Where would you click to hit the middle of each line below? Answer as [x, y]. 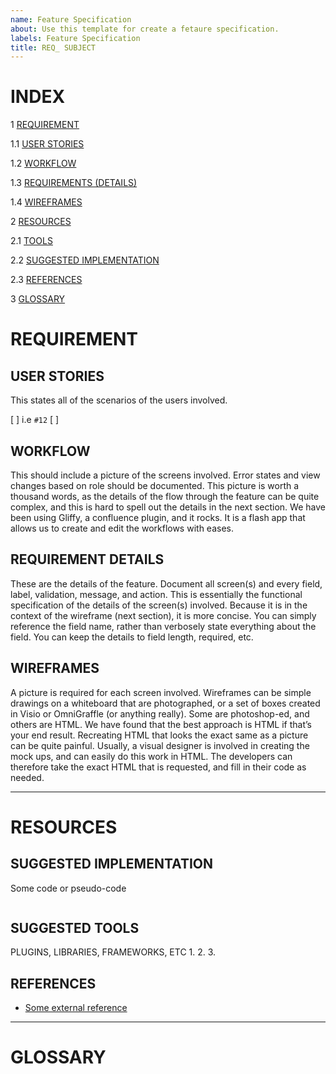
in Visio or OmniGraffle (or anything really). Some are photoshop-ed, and [160, 713]
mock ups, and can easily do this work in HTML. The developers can [151, 756]
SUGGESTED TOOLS [75, 928]
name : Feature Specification [71, 19]
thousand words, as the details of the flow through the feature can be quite [165, 496]
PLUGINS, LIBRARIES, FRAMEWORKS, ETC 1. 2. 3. [113, 952]
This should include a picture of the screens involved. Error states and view [165, 475]
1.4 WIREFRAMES [46, 202]
